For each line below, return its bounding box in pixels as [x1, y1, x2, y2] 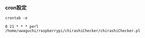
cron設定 [5, 4, 27, 11]
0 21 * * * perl [5, 24, 39, 29]
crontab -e [5, 16, 28, 20]
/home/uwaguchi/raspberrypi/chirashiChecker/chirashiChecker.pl [5, 28, 141, 34]
